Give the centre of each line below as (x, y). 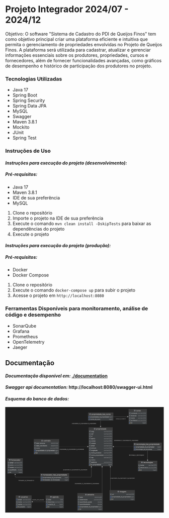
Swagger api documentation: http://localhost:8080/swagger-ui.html (79, 387)
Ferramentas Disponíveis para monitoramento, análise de (77, 308)
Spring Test (24, 138)
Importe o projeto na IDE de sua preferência (58, 218)
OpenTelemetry (28, 342)
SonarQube (24, 326)
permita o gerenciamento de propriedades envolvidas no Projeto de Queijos (84, 44)
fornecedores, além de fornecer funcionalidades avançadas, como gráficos (83, 60)
